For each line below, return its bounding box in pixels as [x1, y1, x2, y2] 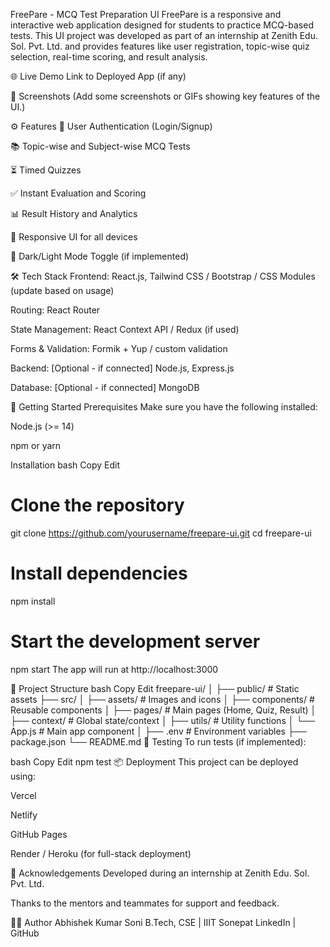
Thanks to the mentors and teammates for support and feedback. [10, 897, 280, 909]
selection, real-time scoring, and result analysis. [10, 51, 208, 63]
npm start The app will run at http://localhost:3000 [10, 663, 219, 675]
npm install [10, 595, 56, 607]
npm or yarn [10, 440, 62, 451]
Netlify [10, 809, 38, 821]
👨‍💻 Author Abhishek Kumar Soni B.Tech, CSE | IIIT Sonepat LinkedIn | [10, 916, 297, 928]
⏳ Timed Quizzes [10, 164, 82, 176]
